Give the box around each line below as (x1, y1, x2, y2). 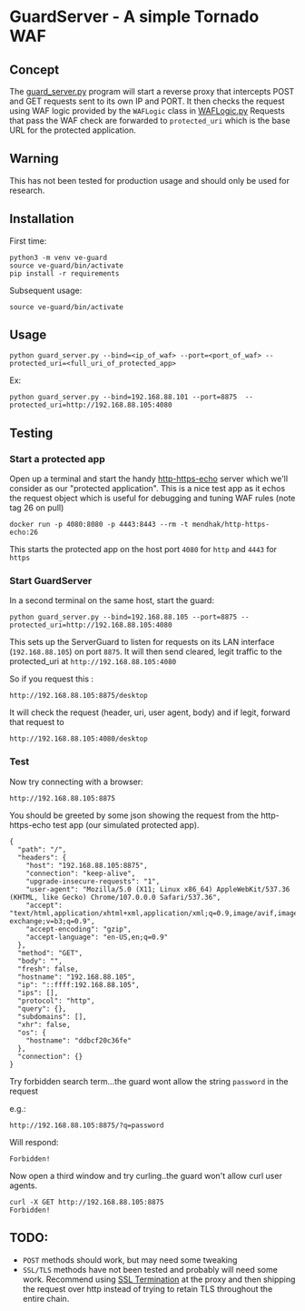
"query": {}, (17, 1003, 67, 1014)
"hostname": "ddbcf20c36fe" (25, 1035, 132, 1045)
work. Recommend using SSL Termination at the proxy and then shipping (22, 1274, 296, 1285)
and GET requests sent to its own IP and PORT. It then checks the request (9, 96, 285, 106)
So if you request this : (9, 673, 93, 684)
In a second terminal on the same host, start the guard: (9, 595, 215, 606)
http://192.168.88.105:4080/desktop (9, 734, 148, 743)
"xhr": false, (17, 1020, 71, 1029)
